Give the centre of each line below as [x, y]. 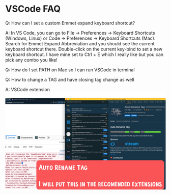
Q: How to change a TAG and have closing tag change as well [70, 79]
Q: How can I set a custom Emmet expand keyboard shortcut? [70, 23]
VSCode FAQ [33, 9]
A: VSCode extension [27, 89]
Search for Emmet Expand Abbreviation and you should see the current [80, 43]
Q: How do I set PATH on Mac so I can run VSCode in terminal [70, 70]
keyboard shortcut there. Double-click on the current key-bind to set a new [84, 49]
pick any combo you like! [31, 60]
